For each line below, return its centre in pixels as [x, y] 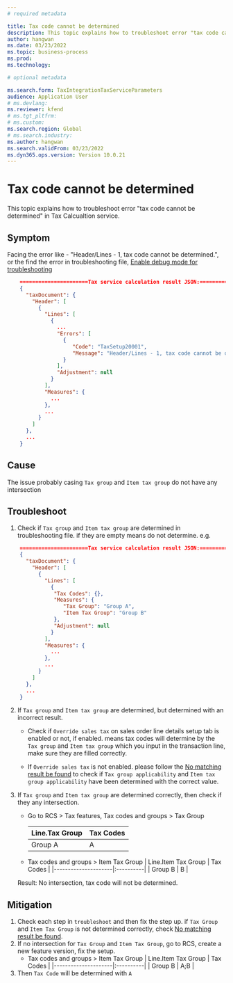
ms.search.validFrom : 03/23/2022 [55, 148]
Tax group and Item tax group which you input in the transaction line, [126, 746]
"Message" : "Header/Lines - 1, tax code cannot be [147, 353]
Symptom [29, 238]
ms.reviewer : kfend [35, 110]
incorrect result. [40, 718]
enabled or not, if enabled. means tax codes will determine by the [121, 739]
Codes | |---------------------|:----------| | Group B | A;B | [111, 966]
